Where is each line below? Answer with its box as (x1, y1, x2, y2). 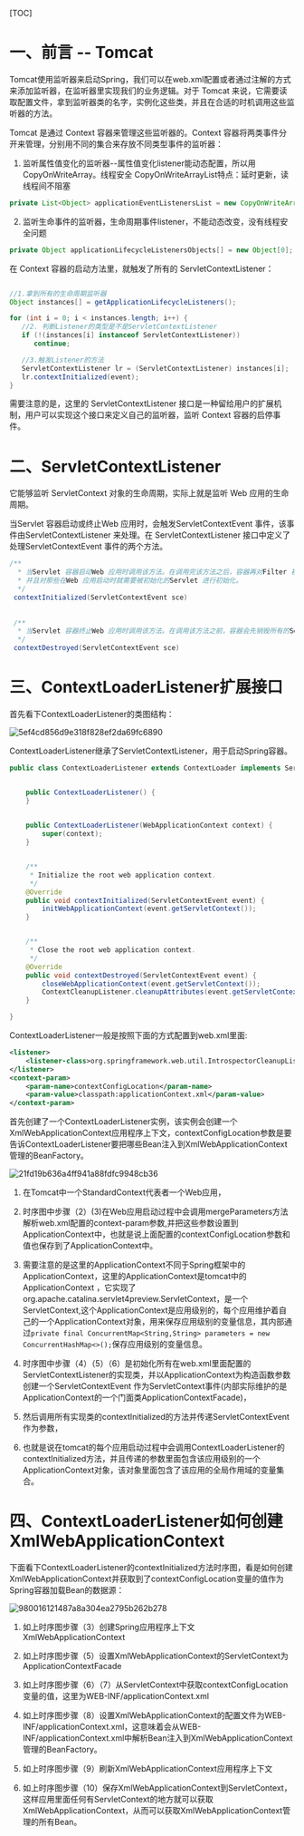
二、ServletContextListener (9, 456, 222, 477)
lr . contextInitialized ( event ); (21, 372, 140, 382)
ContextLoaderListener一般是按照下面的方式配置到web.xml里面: (9, 1030, 248, 1041)
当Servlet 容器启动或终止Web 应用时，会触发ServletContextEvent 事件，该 (9, 519, 287, 529)
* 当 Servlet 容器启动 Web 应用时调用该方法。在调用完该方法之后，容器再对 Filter (17, 568, 288, 577)
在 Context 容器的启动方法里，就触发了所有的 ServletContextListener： (9, 263, 274, 274)
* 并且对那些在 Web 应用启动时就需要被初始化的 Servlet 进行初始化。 (17, 576, 242, 586)
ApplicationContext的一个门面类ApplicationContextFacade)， (22, 1392, 252, 1404)
